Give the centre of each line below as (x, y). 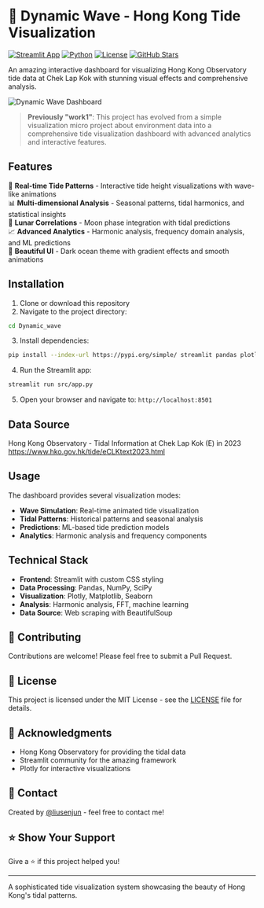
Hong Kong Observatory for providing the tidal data (103, 752)
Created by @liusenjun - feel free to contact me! (86, 812)
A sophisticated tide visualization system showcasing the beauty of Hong (127, 887)
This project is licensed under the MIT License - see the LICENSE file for (125, 700)
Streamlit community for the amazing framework (98, 760)
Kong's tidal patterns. (43, 895)
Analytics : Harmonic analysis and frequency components (113, 535)
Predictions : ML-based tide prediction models (94, 527)
